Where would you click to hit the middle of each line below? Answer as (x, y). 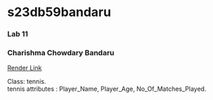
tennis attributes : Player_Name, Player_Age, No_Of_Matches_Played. (107, 89)
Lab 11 (18, 34)
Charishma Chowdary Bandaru (61, 53)
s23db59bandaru (59, 12)
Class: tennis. (27, 82)
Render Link (25, 68)
